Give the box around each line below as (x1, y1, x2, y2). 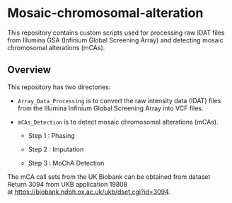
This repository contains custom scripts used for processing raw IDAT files (7, 28, 225, 37)
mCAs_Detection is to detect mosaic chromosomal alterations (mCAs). (17, 117, 219, 126)
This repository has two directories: (7, 83, 111, 91)
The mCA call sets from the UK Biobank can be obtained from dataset (7, 172, 211, 181)
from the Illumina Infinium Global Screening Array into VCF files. (17, 104, 204, 112)
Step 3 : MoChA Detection (28, 158, 105, 167)
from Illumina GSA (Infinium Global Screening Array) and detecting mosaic (7, 35, 224, 44)
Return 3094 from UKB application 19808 (7, 180, 128, 188)
